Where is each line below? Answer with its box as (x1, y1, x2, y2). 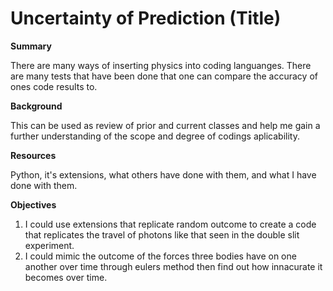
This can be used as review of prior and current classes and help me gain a (10, 119, 321, 131)
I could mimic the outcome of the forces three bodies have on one (24, 250, 297, 262)
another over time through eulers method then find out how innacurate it (24, 260, 323, 272)
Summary (10, 40, 52, 52)
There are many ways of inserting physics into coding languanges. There (10, 59, 312, 71)
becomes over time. (24, 271, 108, 283)
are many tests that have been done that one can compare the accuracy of (10, 70, 318, 82)
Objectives (10, 198, 57, 211)
